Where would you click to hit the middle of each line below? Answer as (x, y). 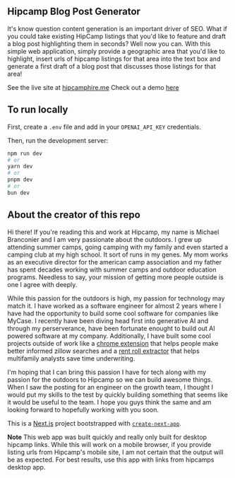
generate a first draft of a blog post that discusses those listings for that (112, 66)
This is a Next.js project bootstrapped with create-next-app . (95, 423)
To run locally (38, 110)
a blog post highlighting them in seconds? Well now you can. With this (109, 43)
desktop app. (26, 467)
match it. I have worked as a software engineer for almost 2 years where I (114, 305)
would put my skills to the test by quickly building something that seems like (117, 395)
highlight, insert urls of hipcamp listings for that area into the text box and (114, 59)
